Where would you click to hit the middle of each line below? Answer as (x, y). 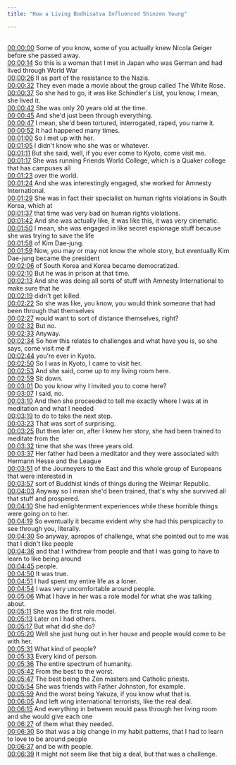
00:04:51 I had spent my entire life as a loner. (73, 581)
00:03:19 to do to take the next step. (60, 416)
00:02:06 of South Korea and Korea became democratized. (93, 265)
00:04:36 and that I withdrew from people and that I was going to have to (113, 551)
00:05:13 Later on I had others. (52, 619)
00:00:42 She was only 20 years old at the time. (77, 107)
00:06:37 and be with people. (50, 746)
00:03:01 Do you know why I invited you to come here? (87, 385)
